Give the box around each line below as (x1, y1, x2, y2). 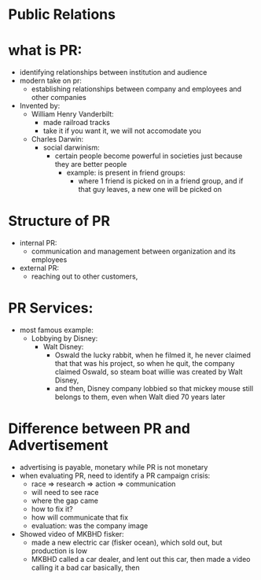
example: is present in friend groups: (66, 168, 186, 178)
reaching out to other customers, (31, 272, 138, 281)
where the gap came (31, 496, 98, 505)
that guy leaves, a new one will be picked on (78, 185, 222, 194)
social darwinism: (42, 143, 100, 153)
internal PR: (19, 238, 57, 248)
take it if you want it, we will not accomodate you (42, 126, 202, 135)
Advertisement (8, 437, 108, 454)
